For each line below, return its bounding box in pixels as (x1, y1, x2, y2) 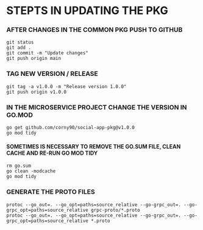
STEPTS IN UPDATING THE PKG (6, 4, 169, 18)
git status (6, 39, 34, 46)
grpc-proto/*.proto (90, 207, 140, 213)
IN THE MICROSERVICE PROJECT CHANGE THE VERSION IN (6, 103, 187, 111)
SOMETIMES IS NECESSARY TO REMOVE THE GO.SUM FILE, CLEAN (6, 143, 181, 150)
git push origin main (6, 56, 62, 62)
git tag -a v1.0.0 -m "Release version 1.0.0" (6, 83, 127, 89)
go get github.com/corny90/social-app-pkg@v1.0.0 (6, 125, 135, 131)
